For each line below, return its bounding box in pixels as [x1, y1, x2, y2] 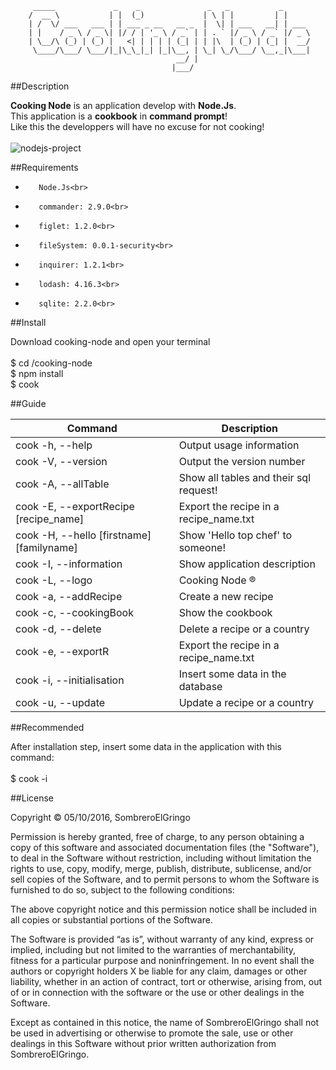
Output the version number [178, 455, 306, 468]
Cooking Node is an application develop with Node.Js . [10, 100, 237, 111]
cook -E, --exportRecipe [15, 500, 135, 513]
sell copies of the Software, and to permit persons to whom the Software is [10, 873, 320, 885]
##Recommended [10, 722, 85, 733]
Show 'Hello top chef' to [178, 528, 293, 542]
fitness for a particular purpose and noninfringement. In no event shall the [10, 955, 315, 966]
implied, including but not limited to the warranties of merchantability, [10, 944, 297, 956]
